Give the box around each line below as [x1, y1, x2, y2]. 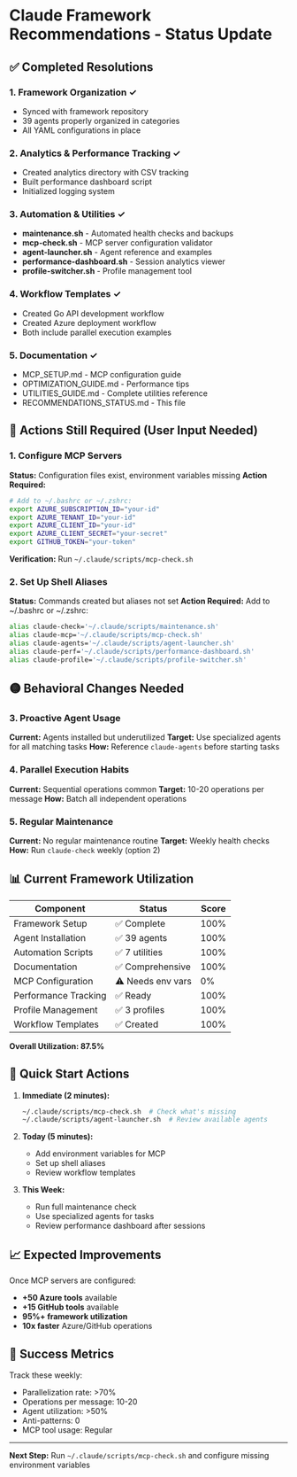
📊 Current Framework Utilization [9, 872, 194, 887]
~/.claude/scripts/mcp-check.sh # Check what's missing [21, 1107, 237, 1116]
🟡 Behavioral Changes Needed [9, 681, 184, 696]
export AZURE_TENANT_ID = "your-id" [9, 513, 137, 522]
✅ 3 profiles [114, 1003, 165, 1015]
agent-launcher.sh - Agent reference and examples [21, 247, 212, 258]
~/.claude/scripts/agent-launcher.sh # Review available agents [21, 1116, 268, 1124]
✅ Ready [114, 989, 152, 1001]
